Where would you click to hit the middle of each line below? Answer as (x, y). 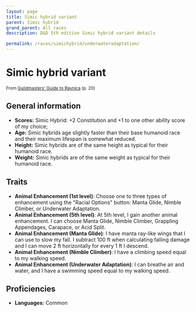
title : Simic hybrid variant (42, 17)
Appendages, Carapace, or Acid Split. (60, 227)
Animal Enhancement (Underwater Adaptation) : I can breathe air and (99, 264)
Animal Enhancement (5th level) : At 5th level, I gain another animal (96, 214)
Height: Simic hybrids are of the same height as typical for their (91, 145)
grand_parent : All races (36, 28)
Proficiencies (31, 289)
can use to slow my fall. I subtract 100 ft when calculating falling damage (102, 240)
